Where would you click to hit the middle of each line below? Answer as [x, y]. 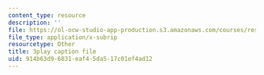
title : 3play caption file [52, 52]
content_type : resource [47, 15]
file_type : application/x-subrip [63, 37]
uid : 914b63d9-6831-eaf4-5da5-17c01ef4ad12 [81, 59]
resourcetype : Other [42, 45]
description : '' [35, 23]
